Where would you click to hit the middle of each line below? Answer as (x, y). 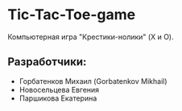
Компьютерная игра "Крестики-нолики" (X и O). (91, 37)
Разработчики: (47, 62)
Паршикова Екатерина (58, 98)
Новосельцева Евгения (59, 89)
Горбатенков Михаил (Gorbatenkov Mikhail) (93, 81)
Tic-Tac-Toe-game (72, 15)
